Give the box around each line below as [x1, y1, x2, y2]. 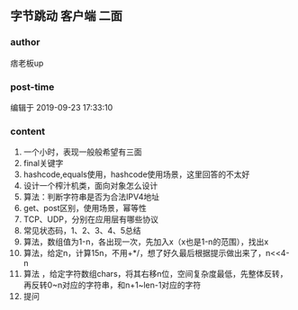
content [10, 125, 46, 137]
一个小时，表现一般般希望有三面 [23, 146, 142, 157]
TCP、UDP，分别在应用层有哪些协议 [23, 214, 159, 225]
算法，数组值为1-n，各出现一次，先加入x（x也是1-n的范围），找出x [23, 236, 269, 247]
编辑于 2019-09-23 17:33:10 [10, 102, 113, 112]
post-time [10, 80, 55, 93]
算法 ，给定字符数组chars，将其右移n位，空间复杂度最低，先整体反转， [23, 269, 288, 279]
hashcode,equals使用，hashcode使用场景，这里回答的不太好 [23, 169, 250, 180]
